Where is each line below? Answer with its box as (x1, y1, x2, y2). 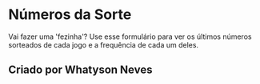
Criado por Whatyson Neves (8, 63, 153, 77)
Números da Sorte (8, 6, 132, 24)
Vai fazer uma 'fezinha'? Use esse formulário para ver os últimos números (8, 32, 252, 41)
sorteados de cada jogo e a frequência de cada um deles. (8, 40, 198, 49)
